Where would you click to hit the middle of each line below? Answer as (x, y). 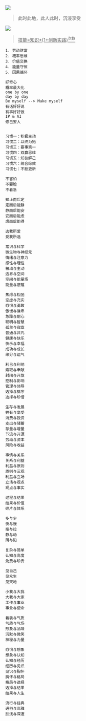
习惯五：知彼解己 (21, 158)
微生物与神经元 (19, 252)
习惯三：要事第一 (21, 147)
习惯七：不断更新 (21, 169)
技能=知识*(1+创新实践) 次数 (47, 39)
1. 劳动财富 (17, 50)
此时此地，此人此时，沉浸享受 (49, 18)
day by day (17, 97)
